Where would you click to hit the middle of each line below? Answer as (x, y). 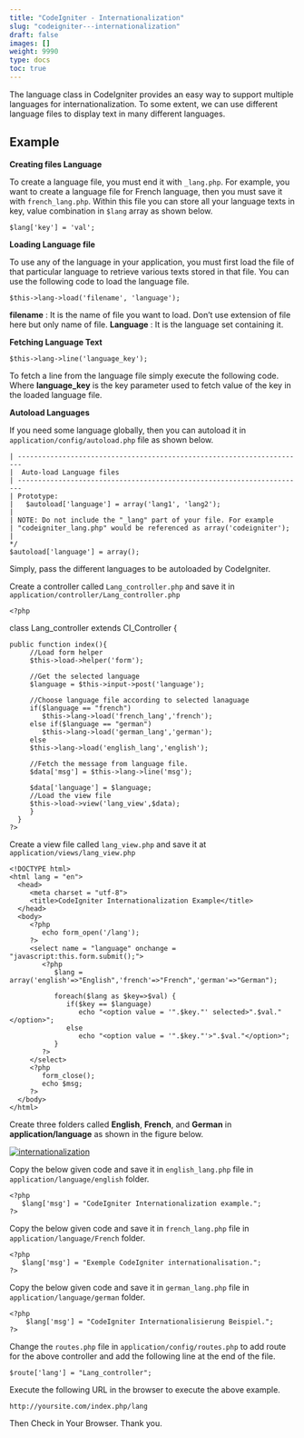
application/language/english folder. (79, 1179)
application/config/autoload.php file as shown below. (112, 439)
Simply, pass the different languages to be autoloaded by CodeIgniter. (140, 568)
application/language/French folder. (77, 1238)
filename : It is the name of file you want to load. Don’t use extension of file (150, 315)
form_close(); (69, 1075)
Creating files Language (56, 164)
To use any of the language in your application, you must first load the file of (152, 262)
